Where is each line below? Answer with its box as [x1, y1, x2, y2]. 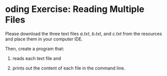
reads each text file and [12, 55, 61, 61]
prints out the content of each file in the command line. [12, 65, 126, 71]
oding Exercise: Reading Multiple [5, 3, 145, 15]
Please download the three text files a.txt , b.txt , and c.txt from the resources [5, 30, 162, 36]
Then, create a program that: [5, 45, 64, 51]
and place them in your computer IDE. [5, 36, 83, 42]
